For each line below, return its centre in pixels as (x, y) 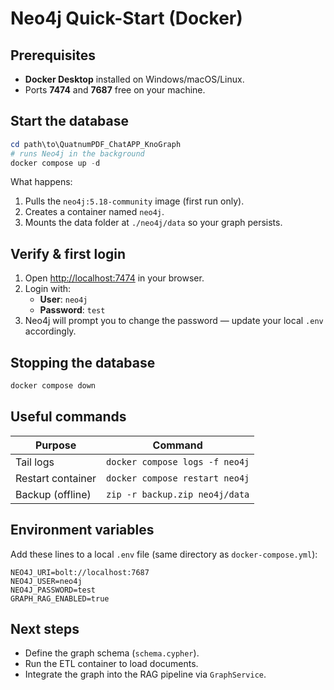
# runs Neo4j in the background (77, 153)
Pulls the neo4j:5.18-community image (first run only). (134, 201)
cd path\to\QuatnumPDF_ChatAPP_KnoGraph (96, 144)
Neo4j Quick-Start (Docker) (126, 18)
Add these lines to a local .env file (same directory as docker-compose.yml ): (164, 554)
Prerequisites (53, 55)
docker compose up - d (55, 163)
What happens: (41, 182)
